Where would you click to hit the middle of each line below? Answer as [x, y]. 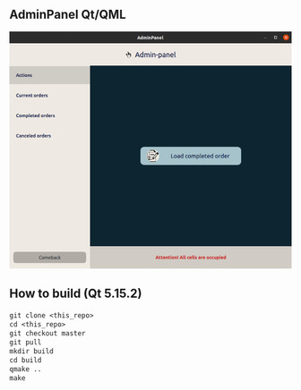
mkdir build [31, 351]
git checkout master [48, 333]
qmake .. [26, 369]
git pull [26, 342]
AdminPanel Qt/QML [68, 15]
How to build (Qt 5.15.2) [76, 294]
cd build [26, 360]
